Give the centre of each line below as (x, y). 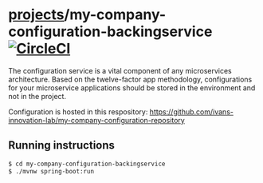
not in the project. (37, 96)
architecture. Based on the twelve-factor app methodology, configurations (130, 79)
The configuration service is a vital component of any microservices (120, 70)
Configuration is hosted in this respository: (78, 111)
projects (37, 15)
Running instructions (62, 145)
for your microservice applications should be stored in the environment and (132, 88)
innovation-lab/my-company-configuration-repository (96, 120)
